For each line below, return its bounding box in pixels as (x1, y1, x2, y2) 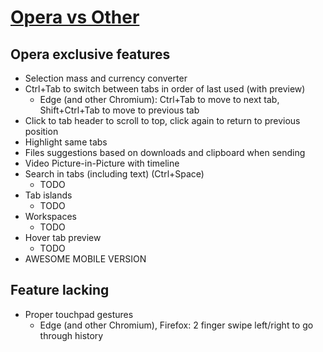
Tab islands (24, 189, 73, 201)
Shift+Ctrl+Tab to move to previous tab (39, 104, 200, 116)
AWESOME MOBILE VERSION (24, 253, 147, 265)
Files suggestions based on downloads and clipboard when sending (24, 147, 306, 158)
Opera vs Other (10, 6, 140, 29)
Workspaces (24, 211, 77, 222)
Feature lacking (10, 282, 110, 299)
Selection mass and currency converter (24, 72, 188, 84)
